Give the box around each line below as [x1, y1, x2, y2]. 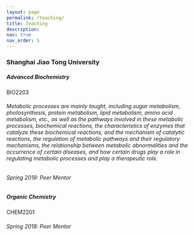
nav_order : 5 [6, 37, 40, 44]
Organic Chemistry [6, 193, 56, 200]
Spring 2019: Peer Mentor [6, 174, 72, 181]
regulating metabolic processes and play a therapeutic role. [6, 155, 158, 162]
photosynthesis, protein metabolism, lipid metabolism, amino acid [6, 109, 173, 117]
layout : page [6, 9, 40, 15]
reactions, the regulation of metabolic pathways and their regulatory [6, 135, 180, 143]
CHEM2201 [6, 208, 35, 216]
